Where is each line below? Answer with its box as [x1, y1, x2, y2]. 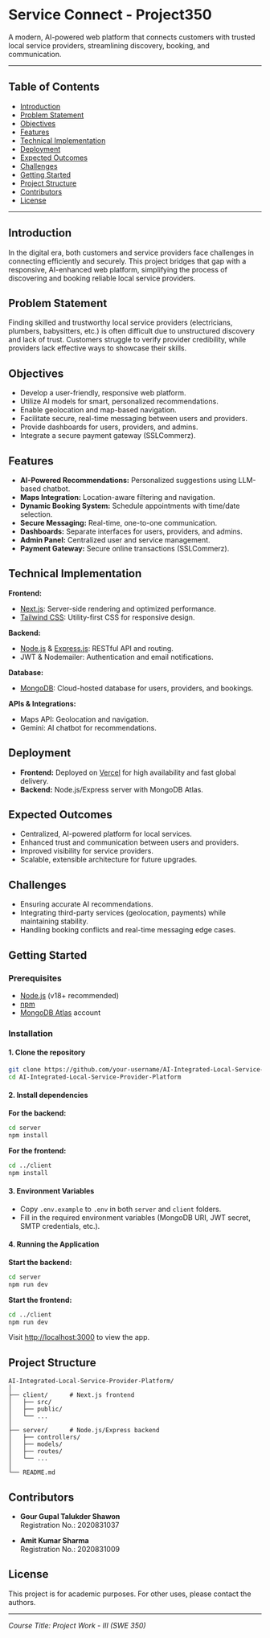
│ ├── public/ [8, 1405, 63, 1414]
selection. [19, 510, 53, 519]
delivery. [19, 776, 49, 785]
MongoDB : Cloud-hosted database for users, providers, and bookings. [19, 683, 254, 693]
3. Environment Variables [8, 1186, 95, 1196]
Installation [8, 1027, 54, 1038]
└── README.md [8, 1468, 56, 1476]
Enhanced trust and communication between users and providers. [19, 837, 239, 847]
